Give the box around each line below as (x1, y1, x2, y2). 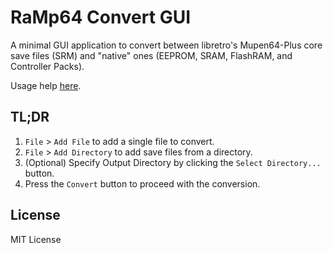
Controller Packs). (10, 60, 85, 72)
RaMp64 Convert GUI (10, 6, 191, 29)
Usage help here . (10, 79, 82, 91)
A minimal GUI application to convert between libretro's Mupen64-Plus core (10, 39, 323, 51)
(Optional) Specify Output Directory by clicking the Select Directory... (24, 156, 322, 168)
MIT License (10, 233, 62, 245)
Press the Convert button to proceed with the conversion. (24, 177, 261, 190)
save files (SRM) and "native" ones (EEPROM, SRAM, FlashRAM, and (10, 49, 293, 61)
